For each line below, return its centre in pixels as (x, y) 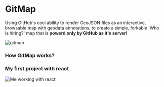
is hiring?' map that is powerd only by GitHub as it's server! (66, 33)
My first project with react (37, 68)
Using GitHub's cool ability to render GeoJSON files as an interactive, (76, 23)
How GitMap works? (30, 55)
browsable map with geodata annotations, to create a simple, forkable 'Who (82, 28)
